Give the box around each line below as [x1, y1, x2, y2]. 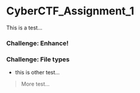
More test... [21, 80, 50, 88]
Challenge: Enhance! [6, 39, 69, 47]
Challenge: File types [6, 55, 70, 64]
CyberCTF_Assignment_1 [6, 4, 135, 18]
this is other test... [14, 69, 60, 76]
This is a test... [6, 24, 43, 31]
